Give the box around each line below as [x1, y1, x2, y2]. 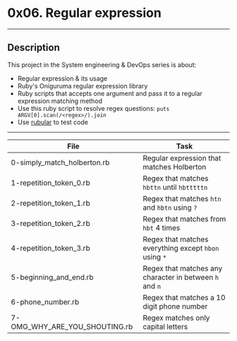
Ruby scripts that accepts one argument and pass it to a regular [17, 89, 203, 97]
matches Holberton [142, 162, 207, 172]
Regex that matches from [142, 214, 226, 224]
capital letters [142, 321, 188, 331]
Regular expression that [142, 153, 221, 163]
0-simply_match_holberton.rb [11, 157, 110, 167]
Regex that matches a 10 [142, 292, 226, 302]
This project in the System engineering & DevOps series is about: [7, 60, 197, 68]
